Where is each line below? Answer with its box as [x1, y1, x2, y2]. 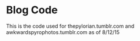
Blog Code [6, 3, 58, 17]
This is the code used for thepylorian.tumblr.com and [6, 23, 135, 29]
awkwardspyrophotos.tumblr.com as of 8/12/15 [6, 28, 120, 35]
